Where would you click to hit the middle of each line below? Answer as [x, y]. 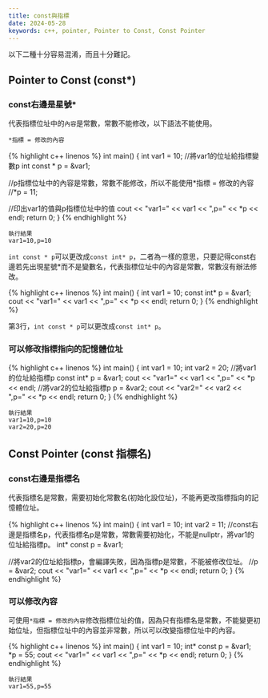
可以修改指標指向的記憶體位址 [66, 349]
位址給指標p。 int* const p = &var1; [66, 545]
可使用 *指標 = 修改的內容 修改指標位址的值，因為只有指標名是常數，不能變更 [131, 620]
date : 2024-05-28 [37, 23]
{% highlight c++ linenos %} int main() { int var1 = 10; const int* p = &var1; [130, 293]
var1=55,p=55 [30, 687]
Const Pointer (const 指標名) [80, 454]
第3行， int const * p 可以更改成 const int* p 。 [87, 326]
